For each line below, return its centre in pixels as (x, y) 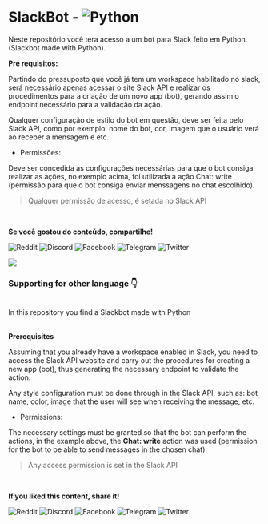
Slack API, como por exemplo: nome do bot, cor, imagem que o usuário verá (134, 128)
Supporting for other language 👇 (73, 283)
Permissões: (40, 152)
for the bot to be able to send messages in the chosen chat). (108, 449)
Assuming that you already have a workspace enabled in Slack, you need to (133, 352)
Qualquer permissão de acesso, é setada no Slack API (117, 200)
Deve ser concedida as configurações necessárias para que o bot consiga (131, 167)
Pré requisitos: (33, 63)
